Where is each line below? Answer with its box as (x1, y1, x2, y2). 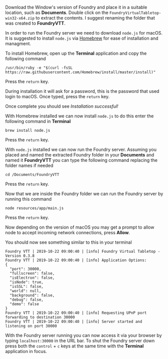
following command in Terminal (5, 118, 71, 124)
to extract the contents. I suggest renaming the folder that (36, 15, 155, 21)
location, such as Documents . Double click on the (5, 10, 109, 16)
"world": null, (10, 288, 42, 293)
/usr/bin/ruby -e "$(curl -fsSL (5, 65, 73, 70)
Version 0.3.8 (5, 253, 35, 258)
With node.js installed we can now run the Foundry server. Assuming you (5, 146, 157, 152)
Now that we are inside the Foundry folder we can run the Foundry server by (5, 191, 163, 197)
